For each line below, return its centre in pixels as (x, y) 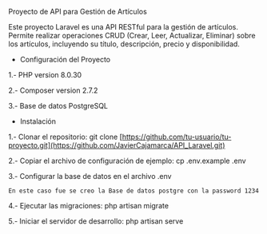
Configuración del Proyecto (65, 59)
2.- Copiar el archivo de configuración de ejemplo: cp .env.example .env (127, 161)
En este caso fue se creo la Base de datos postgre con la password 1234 (134, 191)
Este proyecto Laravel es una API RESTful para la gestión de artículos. (123, 27)
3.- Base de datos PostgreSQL (58, 106)
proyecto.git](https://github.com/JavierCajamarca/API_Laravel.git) (117, 145)
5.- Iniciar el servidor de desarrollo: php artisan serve (96, 221)
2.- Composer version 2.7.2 (53, 90)
